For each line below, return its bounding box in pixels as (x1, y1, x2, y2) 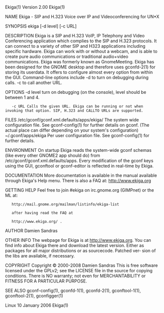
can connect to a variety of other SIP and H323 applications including (5, 43, 146, 49)
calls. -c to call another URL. (5, 80, 63, 85)
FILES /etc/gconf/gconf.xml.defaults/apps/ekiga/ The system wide (5, 117, 139, 122)
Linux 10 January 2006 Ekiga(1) (5, 302, 69, 308)
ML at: (5, 193, 18, 198)
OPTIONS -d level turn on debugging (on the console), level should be (5, 89, 146, 95)
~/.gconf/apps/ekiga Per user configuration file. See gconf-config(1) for (5, 133, 149, 138)
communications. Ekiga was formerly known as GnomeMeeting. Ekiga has (5, 59, 154, 64)
